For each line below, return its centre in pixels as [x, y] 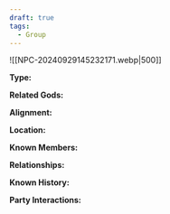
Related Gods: [37, 95]
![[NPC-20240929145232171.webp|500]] [85, 60]
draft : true [32, 18]
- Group [32, 34]
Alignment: [31, 113]
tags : [19, 26]
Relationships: [37, 165]
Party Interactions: [45, 200]
